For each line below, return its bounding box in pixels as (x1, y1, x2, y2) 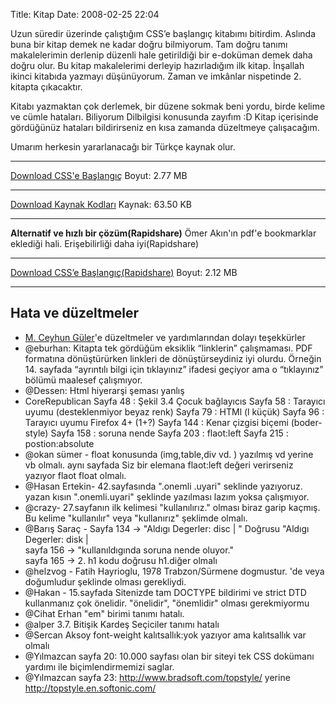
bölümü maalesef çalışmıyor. (24, 374, 143, 386)
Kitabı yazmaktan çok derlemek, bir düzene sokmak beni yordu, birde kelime (10, 100, 326, 112)
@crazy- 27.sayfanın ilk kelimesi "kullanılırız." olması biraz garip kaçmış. (24, 501, 321, 513)
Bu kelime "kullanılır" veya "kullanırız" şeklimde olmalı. (24, 512, 248, 524)
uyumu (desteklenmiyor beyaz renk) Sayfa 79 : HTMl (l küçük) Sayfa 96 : (24, 405, 325, 418)
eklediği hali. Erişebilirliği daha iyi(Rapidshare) (10, 238, 200, 249)
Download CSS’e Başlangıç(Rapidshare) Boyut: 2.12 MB (10, 267, 238, 278)
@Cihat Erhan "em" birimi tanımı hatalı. (24, 607, 185, 619)
